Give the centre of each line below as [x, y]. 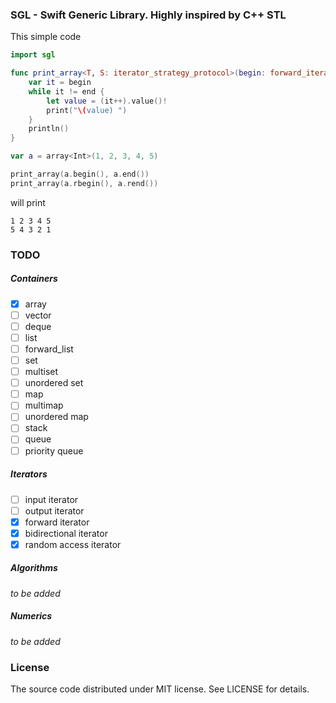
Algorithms [34, 568]
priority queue [54, 450]
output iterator [54, 510]
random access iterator [73, 544]
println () [49, 129]
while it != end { [66, 91]
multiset [41, 372]
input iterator [51, 499]
